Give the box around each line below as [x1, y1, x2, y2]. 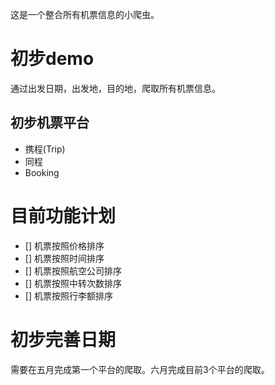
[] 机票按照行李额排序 [24, 289, 113, 302]
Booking [24, 166, 60, 178]
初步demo [10, 48, 95, 70]
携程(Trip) [24, 143, 66, 155]
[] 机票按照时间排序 [24, 252, 105, 264]
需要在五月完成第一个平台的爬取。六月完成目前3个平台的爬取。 [10, 363, 270, 375]
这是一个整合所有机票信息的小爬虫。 [10, 9, 160, 20]
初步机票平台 [10, 114, 90, 132]
